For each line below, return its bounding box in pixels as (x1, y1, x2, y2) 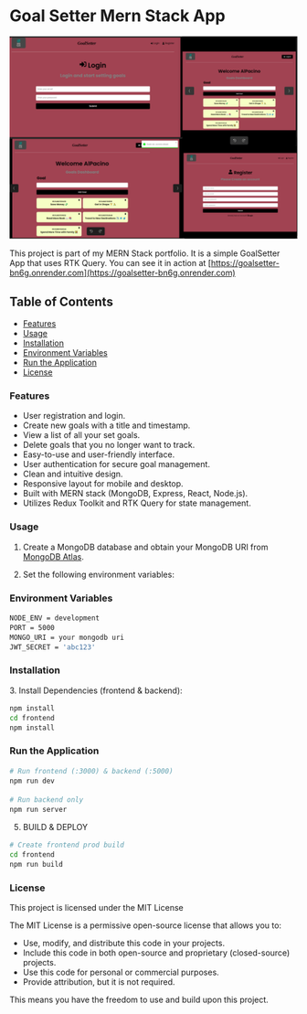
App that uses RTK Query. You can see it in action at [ (9, 258, 212, 269)
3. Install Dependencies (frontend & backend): (9, 685, 183, 696)
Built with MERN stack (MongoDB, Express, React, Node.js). (22, 488, 249, 499)
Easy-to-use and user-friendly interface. (22, 449, 175, 460)
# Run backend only (9, 795, 84, 805)
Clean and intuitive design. (22, 468, 123, 480)
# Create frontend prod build (9, 840, 125, 850)
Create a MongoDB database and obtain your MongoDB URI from (22, 541, 269, 552)
